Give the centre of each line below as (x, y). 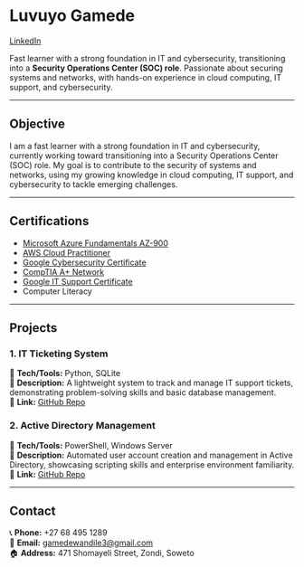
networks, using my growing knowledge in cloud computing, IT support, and (152, 175)
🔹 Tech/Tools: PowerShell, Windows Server (91, 445)
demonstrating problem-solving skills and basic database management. (143, 392)
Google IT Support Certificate (77, 281)
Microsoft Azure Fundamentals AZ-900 (95, 243)
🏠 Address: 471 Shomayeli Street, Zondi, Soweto (102, 553)
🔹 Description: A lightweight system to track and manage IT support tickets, (152, 383)
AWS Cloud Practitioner (66, 252)
